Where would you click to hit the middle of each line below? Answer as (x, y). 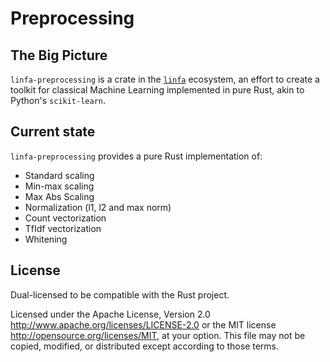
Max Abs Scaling (59, 196)
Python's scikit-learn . (58, 100)
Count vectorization (65, 218)
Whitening (46, 239)
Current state (53, 132)
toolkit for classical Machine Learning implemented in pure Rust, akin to (157, 90)
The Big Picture (59, 55)
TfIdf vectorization (63, 228)
